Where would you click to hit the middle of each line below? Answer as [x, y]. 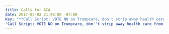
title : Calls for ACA [28, 10]
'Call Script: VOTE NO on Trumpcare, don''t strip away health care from [84, 24]
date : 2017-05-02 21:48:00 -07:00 [41, 14]
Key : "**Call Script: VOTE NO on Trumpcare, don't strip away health [80, 19]
